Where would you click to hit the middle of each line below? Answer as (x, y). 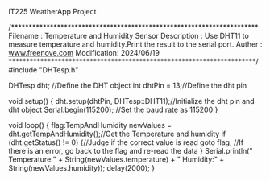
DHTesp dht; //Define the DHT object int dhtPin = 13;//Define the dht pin (128, 85)
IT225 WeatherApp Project (52, 12)
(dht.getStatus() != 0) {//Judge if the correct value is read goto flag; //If (126, 142)
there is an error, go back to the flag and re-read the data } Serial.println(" (131, 151)
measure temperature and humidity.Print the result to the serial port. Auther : (135, 44)
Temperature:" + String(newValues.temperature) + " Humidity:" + (116, 159)
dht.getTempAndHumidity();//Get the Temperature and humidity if (117, 134)
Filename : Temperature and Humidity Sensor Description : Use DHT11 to (129, 36)
